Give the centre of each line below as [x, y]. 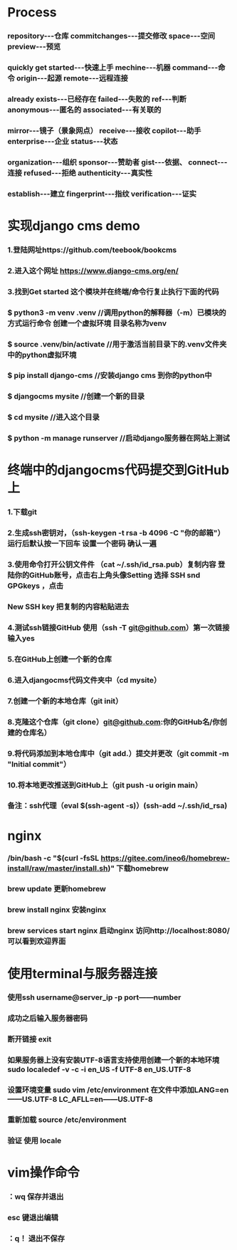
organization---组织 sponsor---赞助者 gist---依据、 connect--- [117, 162]
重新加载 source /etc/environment [67, 1120]
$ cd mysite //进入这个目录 [53, 417]
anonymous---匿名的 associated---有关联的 [84, 110]
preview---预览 [34, 47]
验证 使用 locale [35, 1140]
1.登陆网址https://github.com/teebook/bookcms [92, 250]
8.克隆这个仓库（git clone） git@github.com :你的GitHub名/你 [114, 722]
